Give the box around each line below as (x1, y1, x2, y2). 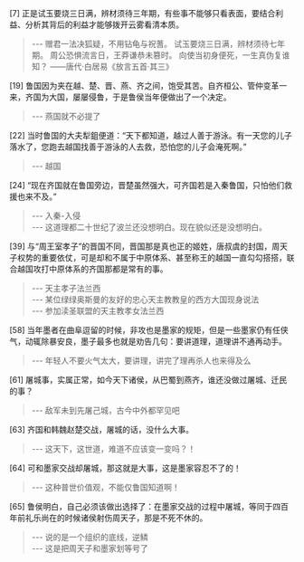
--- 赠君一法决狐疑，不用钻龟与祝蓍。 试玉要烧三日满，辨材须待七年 (31, 39, 285, 49)
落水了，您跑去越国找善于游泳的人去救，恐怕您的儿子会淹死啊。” (9, 141, 247, 152)
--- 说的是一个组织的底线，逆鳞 (31, 532, 149, 542)
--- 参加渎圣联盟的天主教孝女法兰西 (31, 306, 165, 316)
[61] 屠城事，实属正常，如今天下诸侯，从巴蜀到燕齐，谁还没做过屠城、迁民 (9, 375, 288, 385)
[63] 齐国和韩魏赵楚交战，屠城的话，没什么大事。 (9, 424, 195, 434)
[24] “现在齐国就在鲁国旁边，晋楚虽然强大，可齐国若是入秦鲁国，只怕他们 (9, 180, 285, 190)
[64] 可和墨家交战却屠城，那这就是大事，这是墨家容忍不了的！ (9, 462, 242, 473)
